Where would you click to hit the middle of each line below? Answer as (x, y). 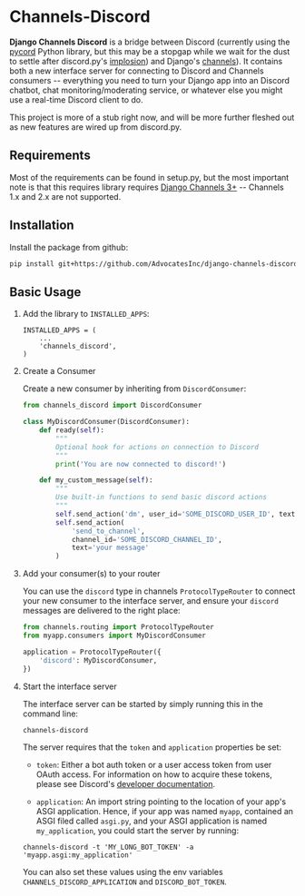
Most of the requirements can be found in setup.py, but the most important (149, 177)
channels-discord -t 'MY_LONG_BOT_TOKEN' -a (108, 847)
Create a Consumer (59, 371)
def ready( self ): (72, 430)
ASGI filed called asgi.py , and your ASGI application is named (152, 821)
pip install (32, 264)
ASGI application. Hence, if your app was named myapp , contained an (164, 812)
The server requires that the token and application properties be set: (152, 747)
